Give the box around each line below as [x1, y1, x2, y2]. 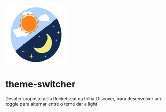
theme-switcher [5, 79, 76, 91]
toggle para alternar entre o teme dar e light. [5, 101, 99, 107]
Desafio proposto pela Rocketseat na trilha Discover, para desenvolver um [5, 95, 161, 101]
